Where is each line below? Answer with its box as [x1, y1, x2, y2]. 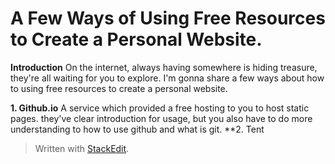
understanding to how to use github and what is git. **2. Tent [10, 123, 265, 135]
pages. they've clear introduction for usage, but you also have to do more [10, 112, 313, 124]
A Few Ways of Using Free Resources [10, 7, 326, 30]
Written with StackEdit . [34, 142, 130, 154]
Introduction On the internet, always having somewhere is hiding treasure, [10, 61, 318, 73]
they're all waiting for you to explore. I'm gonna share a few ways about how [10, 72, 325, 84]
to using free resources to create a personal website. [10, 82, 228, 94]
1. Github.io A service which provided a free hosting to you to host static [10, 102, 310, 114]
